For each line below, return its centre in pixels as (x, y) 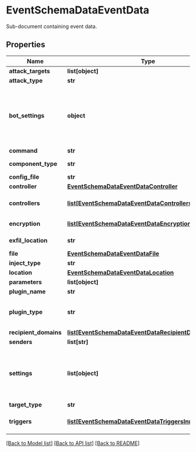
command (23, 151)
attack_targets (30, 71)
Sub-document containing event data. (52, 26)
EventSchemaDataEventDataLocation (120, 272)
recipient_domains (35, 332)
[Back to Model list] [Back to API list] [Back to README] (73, 443)
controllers (24, 203)
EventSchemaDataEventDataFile (113, 253)
